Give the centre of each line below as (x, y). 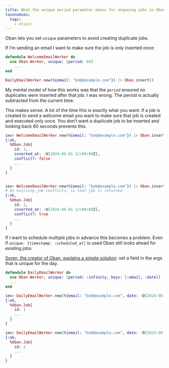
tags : (16, 19)
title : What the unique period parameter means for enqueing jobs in (80, 10)
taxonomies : (18, 15)
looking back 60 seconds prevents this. (46, 126)
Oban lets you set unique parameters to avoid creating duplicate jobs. (77, 38)
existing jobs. (19, 249)
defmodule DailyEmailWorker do (38, 273)
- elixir (23, 24)
